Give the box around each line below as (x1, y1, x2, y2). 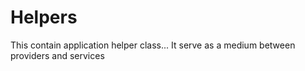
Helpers (10, 6, 78, 29)
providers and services (10, 49, 105, 61)
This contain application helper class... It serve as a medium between (10, 39, 296, 51)
